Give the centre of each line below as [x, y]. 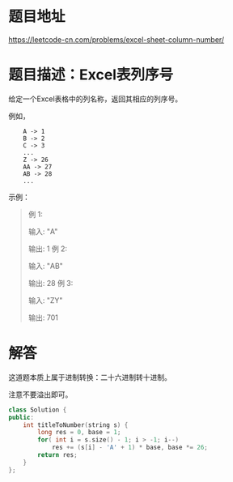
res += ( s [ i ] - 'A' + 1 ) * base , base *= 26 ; [130, 448]
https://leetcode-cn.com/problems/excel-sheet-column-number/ [116, 39]
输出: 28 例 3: [51, 283]
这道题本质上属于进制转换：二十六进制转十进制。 [90, 377]
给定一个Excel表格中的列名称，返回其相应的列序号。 [95, 99]
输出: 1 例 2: [47, 249]
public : [21, 417]
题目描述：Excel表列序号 [91, 75]
